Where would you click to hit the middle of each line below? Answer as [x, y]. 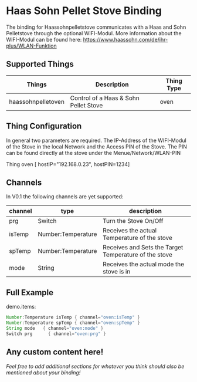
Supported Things [40, 64]
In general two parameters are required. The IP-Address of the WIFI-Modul [96, 140]
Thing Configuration [44, 126]
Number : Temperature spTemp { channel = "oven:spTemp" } [73, 323]
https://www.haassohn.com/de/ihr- [125, 39]
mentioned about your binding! [43, 372]
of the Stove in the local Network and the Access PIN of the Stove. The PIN [97, 146]
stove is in [116, 272]
